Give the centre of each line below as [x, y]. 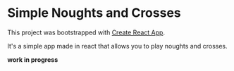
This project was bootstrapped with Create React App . [86, 32]
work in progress [33, 59]
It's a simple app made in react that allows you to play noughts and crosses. [117, 46]
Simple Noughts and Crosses [94, 13]
